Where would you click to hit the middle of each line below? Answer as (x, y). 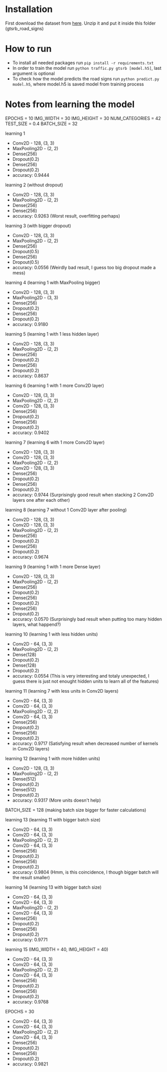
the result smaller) (31, 877)
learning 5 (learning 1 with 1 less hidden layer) (52, 334)
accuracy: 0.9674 (30, 557)
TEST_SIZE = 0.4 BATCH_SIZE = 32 (41, 124)
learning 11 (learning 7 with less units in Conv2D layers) (62, 691)
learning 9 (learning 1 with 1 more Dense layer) (53, 567)
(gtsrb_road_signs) (24, 28)
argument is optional (33, 73)
